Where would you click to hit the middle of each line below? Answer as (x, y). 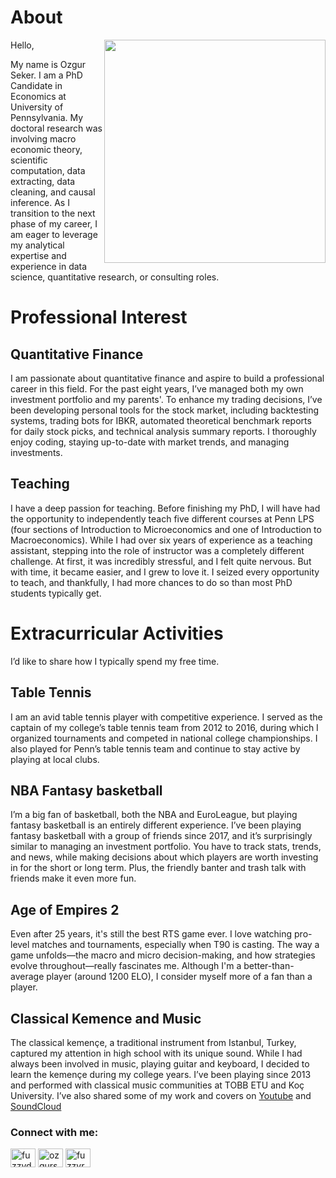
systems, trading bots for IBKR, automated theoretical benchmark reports (161, 420)
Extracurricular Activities (117, 633)
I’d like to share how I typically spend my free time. (115, 661)
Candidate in (36, 85)
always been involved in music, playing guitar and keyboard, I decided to (160, 1063)
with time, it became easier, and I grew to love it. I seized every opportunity (165, 572)
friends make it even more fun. (73, 878)
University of (37, 107)
